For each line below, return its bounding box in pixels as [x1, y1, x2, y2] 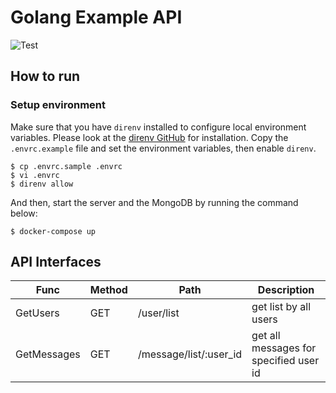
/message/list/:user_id [137, 347, 243, 361]
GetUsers [15, 306, 60, 320]
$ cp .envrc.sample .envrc [10, 161, 123, 171]
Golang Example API [10, 6, 183, 29]
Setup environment [10, 98, 107, 112]
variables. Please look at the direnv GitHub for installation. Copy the [10, 131, 289, 143]
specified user [251, 354, 320, 368]
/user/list [137, 306, 180, 320]
